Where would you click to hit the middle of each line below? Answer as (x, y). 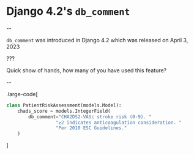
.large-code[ (22, 94)
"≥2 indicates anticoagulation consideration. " (119, 123)
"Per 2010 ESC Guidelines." (91, 128)
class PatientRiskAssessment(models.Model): (64, 105)
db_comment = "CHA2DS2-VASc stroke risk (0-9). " (90, 117)
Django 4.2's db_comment (68, 11)
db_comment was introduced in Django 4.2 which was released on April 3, (97, 40)
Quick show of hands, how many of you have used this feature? (87, 70)
